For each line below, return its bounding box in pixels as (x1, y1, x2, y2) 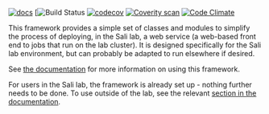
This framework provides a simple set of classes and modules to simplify (8, 23, 250, 32)
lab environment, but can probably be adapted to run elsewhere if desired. (8, 49, 255, 58)
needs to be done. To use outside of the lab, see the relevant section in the (8, 88, 257, 98)
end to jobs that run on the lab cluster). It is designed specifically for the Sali (8, 40, 262, 50)
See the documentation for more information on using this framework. (8, 64, 240, 74)
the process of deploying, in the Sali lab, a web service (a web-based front (8, 32, 256, 41)
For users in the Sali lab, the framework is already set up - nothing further (8, 80, 252, 89)
